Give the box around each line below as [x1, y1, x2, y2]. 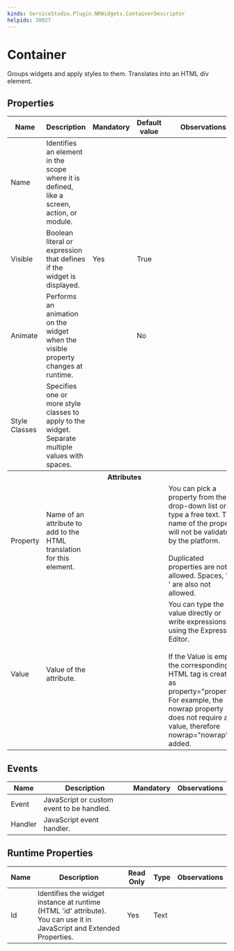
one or [46, 390, 68, 400]
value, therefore [168, 722, 221, 732]
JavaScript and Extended [37, 923, 120, 933]
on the [46, 318, 68, 327]
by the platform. [168, 536, 221, 546]
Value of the [46, 665, 86, 674]
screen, [46, 199, 71, 209]
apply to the [46, 416, 86, 426]
